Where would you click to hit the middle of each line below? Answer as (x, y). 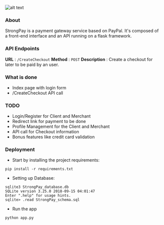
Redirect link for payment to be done (49, 122)
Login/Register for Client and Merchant (51, 116)
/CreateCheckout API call (38, 93)
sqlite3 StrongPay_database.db (37, 187)
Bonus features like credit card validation (53, 137)
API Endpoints (22, 49)
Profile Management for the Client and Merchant (61, 126)
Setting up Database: (33, 178)
